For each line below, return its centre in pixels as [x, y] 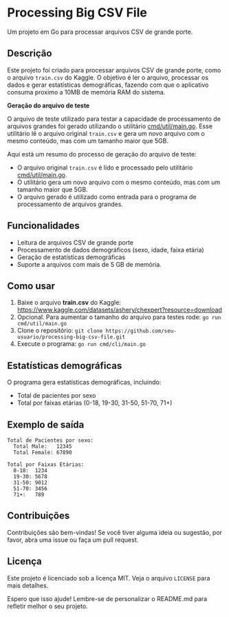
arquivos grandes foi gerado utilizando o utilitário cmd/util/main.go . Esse [110, 126]
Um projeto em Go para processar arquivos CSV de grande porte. [100, 32]
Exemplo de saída [46, 424]
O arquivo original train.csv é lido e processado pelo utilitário [105, 168]
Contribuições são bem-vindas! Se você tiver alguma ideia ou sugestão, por [115, 532]
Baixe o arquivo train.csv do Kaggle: [69, 303]
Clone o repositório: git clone [60, 331]
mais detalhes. [28, 585]
